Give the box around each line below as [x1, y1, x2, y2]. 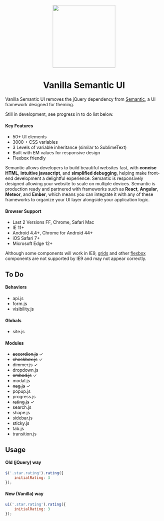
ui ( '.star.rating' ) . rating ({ [5, 501, 66, 507]
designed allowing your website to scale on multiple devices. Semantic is [5, 181, 156, 187]
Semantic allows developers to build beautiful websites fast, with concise [5, 165, 156, 171]
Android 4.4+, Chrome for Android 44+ [12, 230, 93, 236]
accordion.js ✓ [12, 351, 43, 357]
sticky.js [12, 420, 29, 426]
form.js [12, 301, 27, 307]
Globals [5, 317, 21, 323]
